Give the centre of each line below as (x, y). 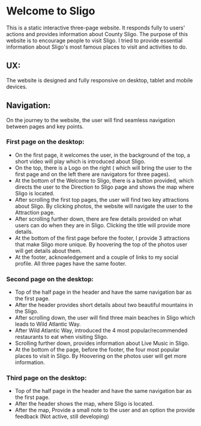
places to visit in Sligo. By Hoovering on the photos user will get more (101, 356)
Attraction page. (35, 212)
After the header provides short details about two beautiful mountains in (104, 305)
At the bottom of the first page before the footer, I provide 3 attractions (102, 238)
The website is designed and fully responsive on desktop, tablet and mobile (100, 80)
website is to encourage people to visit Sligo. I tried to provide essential (94, 40)
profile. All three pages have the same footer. (70, 263)
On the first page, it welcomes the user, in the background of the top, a (102, 155)
